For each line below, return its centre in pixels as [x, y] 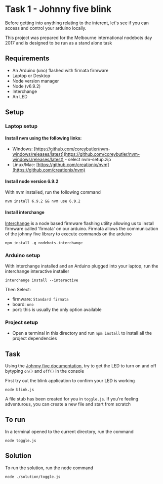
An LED [20, 96]
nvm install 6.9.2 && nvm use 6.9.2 [43, 201]
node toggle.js [21, 440]
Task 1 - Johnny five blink [58, 9]
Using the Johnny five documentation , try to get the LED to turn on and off [81, 366]
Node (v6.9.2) [26, 86]
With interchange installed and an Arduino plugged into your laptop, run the [82, 266]
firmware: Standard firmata [41, 299]
